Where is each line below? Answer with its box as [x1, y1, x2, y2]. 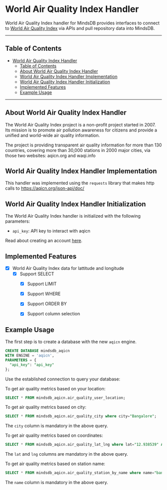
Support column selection [27, 311, 81, 317]
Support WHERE [27, 291, 61, 297]
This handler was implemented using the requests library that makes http [5, 180, 155, 186]
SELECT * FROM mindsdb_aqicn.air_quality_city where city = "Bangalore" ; [5, 414, 157, 419]
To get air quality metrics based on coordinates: [5, 432, 103, 439]
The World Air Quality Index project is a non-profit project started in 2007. [5, 122, 156, 127]
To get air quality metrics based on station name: [5, 461, 105, 467]
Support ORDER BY [27, 301, 67, 307]
